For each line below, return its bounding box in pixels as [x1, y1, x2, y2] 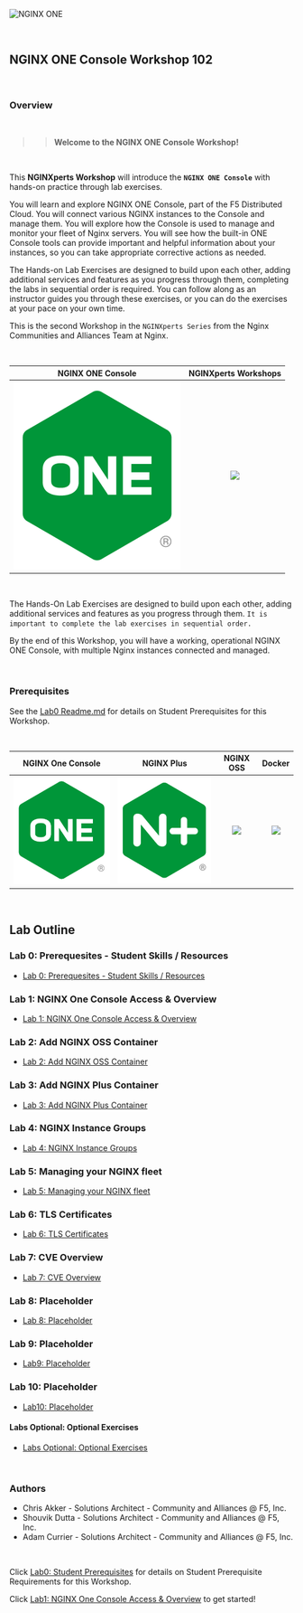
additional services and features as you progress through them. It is [9, 608, 268, 619]
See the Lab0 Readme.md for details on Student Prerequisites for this [9, 705, 268, 716]
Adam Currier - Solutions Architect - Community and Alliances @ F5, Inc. [22, 1532, 294, 1542]
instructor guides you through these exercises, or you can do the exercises [9, 294, 288, 305]
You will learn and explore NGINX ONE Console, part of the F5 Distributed [9, 199, 282, 210]
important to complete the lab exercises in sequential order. [9, 619, 252, 628]
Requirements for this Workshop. [9, 1576, 133, 1587]
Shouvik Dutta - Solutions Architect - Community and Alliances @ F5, [22, 1513, 280, 1523]
